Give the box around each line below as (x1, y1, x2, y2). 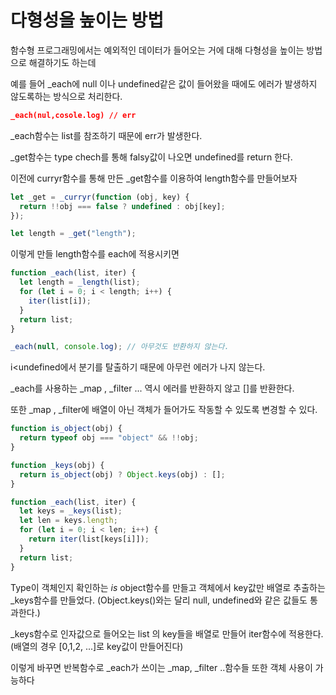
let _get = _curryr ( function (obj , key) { (10, 192, 190, 202)
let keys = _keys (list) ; (19, 506, 123, 516)
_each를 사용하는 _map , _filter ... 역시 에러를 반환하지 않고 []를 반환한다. (10, 382, 295, 395)
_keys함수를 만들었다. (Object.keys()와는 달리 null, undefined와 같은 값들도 (10, 594, 308, 606)
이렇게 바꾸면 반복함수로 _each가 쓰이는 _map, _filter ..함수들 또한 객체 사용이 (10, 661, 313, 673)
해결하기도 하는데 (28, 56, 97, 68)
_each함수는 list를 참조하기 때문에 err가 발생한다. (10, 129, 203, 141)
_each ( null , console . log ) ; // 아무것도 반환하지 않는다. (10, 342, 230, 352)
